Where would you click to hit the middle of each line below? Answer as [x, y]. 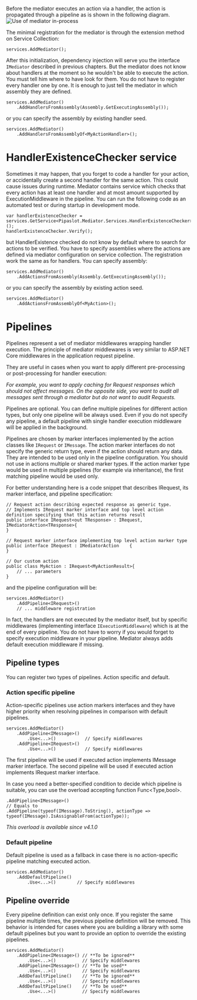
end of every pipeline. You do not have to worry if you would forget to [90, 632]
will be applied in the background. [47, 427]
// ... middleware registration [56, 608]
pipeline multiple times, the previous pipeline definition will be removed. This [98, 921]
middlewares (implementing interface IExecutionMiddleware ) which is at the [97, 626]
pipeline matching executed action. [48, 861]
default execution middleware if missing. [55, 644]
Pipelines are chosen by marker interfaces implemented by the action [90, 439]
